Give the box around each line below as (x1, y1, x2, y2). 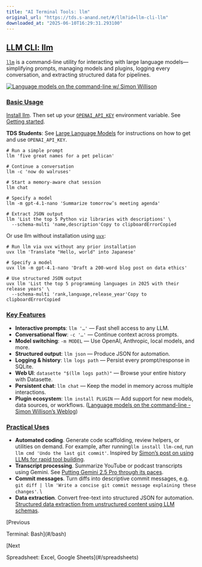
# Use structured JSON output (6, 276, 83, 282)
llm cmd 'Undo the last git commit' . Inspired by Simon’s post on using (14, 449, 194, 457)
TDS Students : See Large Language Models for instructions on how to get (6, 130, 191, 137)
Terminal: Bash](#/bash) (6, 530, 66, 537)
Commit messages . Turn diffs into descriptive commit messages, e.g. (14, 475, 189, 483)
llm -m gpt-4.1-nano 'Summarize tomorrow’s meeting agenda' (6, 200, 161, 207)
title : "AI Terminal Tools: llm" (6, 8, 90, 15)
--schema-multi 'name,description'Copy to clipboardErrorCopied (11, 221, 177, 228)
